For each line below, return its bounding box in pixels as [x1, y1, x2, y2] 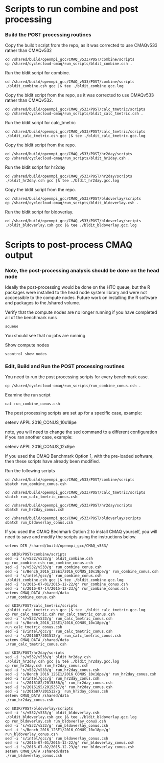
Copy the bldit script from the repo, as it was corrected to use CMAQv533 [5, 92, 154, 98]
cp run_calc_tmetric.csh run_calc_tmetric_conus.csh [5, 612, 115, 617]
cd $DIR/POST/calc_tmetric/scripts [5, 603, 78, 608]
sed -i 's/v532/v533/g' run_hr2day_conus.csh [5, 668, 99, 672]
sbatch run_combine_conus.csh [5, 482, 67, 486]
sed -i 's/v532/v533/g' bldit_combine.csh [5, 556, 93, 561]
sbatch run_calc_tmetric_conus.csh [5, 494, 78, 500]
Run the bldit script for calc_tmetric [5, 120, 76, 126]
